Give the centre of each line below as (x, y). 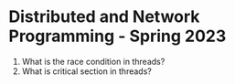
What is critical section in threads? (86, 71)
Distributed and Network (104, 17)
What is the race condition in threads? (93, 61)
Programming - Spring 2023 (117, 36)
